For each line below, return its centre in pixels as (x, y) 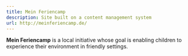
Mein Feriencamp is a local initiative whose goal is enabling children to (94, 40)
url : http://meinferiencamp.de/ (47, 23)
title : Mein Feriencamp (36, 12)
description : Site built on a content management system (79, 17)
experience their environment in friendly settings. (67, 46)
